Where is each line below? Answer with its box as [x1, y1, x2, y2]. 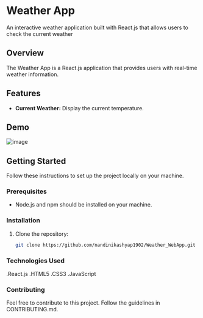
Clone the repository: [15, 230, 69, 238]
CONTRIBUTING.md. [6, 306, 59, 313]
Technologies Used [6, 256, 65, 265]
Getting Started [6, 156, 66, 166]
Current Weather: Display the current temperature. [15, 104, 144, 111]
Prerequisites [6, 187, 47, 196]
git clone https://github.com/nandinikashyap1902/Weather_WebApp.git [15, 242, 196, 248]
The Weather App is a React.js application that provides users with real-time [6, 64, 198, 71]
